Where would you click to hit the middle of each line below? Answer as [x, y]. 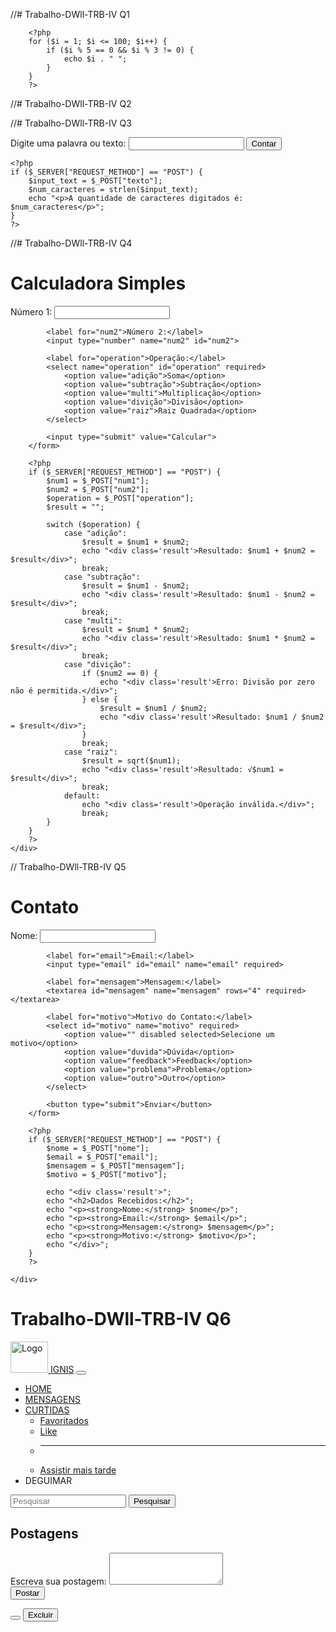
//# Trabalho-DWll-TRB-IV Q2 [71, 103]
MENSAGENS [52, 1399]
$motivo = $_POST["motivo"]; [107, 1174]
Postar [27, 1592]
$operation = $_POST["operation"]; [120, 498]
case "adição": [95, 533]
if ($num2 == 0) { [120, 673]
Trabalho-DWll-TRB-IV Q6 [121, 1319]
